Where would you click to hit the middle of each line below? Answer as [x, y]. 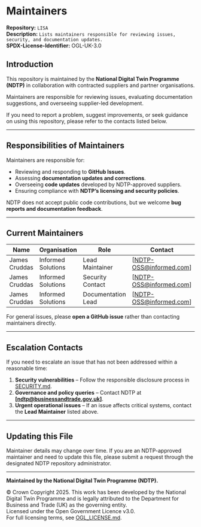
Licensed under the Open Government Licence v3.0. [71, 511]
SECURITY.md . [33, 386]
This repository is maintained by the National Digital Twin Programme [93, 78]
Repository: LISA [27, 28]
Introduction [30, 64]
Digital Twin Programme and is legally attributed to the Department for [93, 499]
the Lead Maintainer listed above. [57, 412]
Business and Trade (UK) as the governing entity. [67, 505]
